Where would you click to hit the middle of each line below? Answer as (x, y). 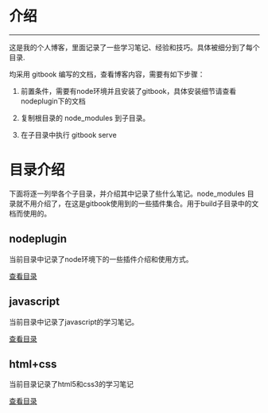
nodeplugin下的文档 (53, 101)
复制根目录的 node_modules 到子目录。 (85, 118)
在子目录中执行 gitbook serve (69, 134)
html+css (33, 364)
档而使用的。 (30, 213)
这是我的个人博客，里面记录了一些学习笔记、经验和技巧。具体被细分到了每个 (134, 47)
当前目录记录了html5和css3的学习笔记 (72, 384)
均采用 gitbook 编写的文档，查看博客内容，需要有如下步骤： (107, 74)
